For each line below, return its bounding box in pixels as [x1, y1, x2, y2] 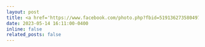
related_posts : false [6, 32, 62, 38]
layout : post [6, 9, 40, 15]
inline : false [6, 26, 43, 32]
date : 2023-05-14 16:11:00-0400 [6, 20, 88, 26]
